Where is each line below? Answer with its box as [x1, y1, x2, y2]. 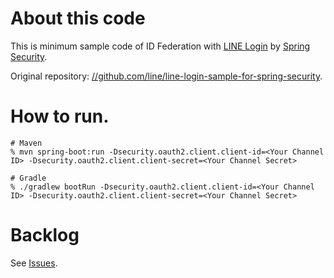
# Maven [10, 138, 43, 148]
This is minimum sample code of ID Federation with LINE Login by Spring [10, 40, 311, 52]
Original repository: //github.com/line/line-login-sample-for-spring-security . [10, 70, 323, 82]
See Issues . [10, 257, 58, 269]
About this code [10, 7, 146, 30]
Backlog [10, 224, 80, 247]
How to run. [10, 105, 110, 128]
